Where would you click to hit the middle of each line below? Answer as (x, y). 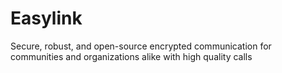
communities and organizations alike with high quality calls (131, 56)
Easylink (46, 18)
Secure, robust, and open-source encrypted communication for (141, 46)
